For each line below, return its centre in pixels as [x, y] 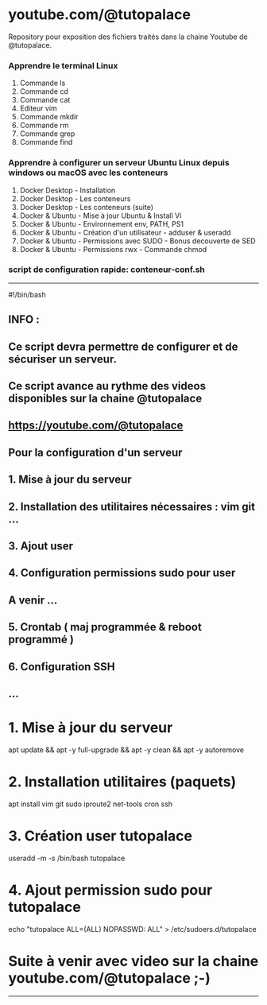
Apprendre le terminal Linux [63, 65]
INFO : [24, 320]
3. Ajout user [41, 546]
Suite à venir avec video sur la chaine [133, 961]
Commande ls [43, 83]
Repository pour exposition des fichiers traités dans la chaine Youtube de [128, 37]
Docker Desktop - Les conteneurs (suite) [86, 207]
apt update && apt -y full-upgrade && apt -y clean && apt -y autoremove [126, 750]
